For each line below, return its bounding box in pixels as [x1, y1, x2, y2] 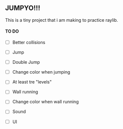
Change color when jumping [12, 69, 70, 75]
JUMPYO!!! [5, 4, 41, 12]
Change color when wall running [12, 99, 79, 105]
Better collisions [12, 40, 46, 45]
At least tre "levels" [12, 79, 52, 85]
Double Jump [12, 59, 40, 65]
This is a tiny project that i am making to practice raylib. [5, 17, 118, 23]
